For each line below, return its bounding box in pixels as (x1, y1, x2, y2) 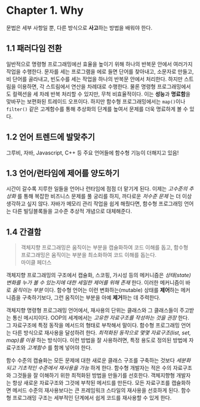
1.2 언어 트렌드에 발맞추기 (6, 132, 96, 142)
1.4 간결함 (6, 227, 42, 237)
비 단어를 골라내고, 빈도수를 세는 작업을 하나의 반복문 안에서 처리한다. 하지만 (6, 75, 183, 83)
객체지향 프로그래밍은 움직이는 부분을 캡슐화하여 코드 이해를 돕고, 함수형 (20, 244, 189, 251)
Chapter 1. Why (6, 4, 84, 17)
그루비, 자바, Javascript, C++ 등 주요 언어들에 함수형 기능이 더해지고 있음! (6, 149, 179, 156)
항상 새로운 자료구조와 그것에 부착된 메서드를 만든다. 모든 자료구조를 (12, 379, 170, 387)
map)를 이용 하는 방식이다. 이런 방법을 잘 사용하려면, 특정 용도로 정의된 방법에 (6, 336, 188, 344)
